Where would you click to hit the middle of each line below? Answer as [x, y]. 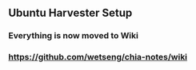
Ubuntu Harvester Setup [70, 13]
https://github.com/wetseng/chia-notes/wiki [98, 57]
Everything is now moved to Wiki [73, 36]
